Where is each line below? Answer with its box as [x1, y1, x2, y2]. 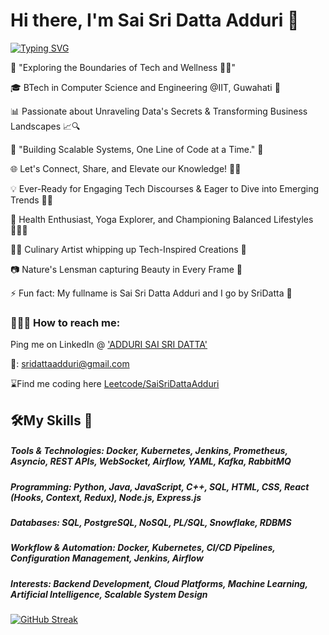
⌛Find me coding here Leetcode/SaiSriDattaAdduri [10, 378, 220, 390]
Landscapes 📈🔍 [10, 120, 81, 132]
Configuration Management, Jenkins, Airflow [10, 552, 204, 564]
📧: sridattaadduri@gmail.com [10, 358, 130, 370]
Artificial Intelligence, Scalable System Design [10, 588, 208, 600]
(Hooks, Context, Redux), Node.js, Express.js [10, 491, 202, 503]
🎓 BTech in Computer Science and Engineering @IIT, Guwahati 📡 [10, 81, 281, 93]
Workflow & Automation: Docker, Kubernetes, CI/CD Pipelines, [10, 542, 276, 554]
